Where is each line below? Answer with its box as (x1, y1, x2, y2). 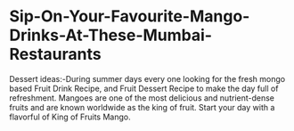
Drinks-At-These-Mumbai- (9, 25, 212, 45)
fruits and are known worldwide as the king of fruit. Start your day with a (9, 102, 275, 112)
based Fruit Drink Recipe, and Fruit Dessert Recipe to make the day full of (9, 83, 279, 94)
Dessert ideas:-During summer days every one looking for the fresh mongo (9, 73, 286, 84)
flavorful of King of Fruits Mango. (9, 111, 131, 122)
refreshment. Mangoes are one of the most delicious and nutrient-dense (9, 92, 274, 103)
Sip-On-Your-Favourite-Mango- (9, 6, 250, 27)
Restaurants (9, 45, 102, 64)
